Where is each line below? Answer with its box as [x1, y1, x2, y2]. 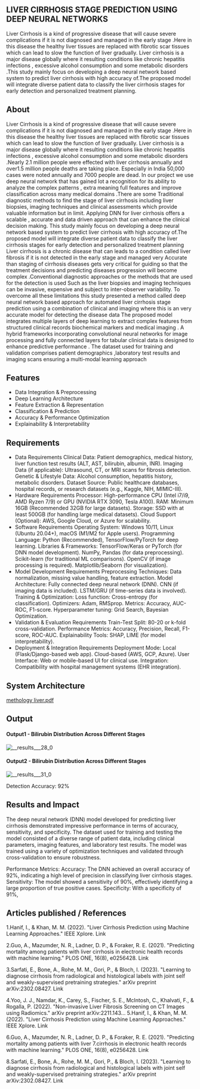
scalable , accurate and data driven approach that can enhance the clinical [6, 215, 190, 223]
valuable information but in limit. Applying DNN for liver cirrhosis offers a [6, 209, 185, 216]
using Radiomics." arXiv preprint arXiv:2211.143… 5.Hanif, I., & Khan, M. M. [6, 1009, 188, 1017]
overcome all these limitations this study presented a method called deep [6, 292, 186, 299]
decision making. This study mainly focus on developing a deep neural [6, 222, 180, 229]
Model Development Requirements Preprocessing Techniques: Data [14, 568, 182, 575]
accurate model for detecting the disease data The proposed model [6, 311, 173, 318]
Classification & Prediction [14, 408, 80, 415]
